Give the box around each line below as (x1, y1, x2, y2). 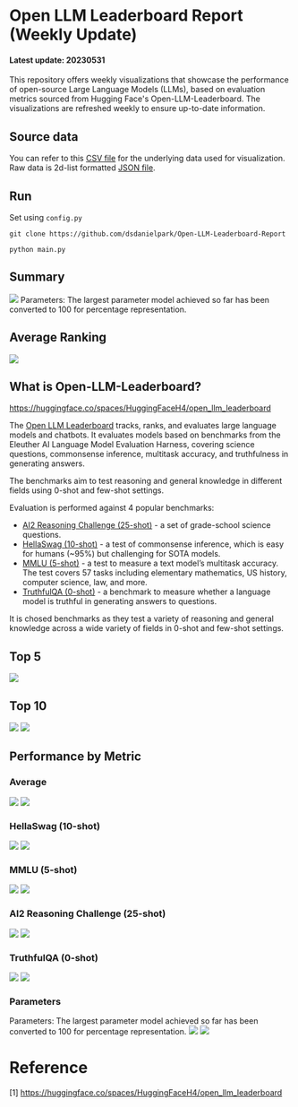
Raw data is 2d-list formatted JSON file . (9, 162, 156, 173)
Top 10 (9, 698, 47, 713)
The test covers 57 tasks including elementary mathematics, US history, (21, 567, 288, 578)
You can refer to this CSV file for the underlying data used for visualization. (9, 153, 285, 164)
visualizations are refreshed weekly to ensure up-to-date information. (9, 103, 266, 114)
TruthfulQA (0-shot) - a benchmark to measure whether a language (21, 586, 271, 597)
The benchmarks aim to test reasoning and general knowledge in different (9, 476, 283, 487)
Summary (9, 270, 65, 285)
